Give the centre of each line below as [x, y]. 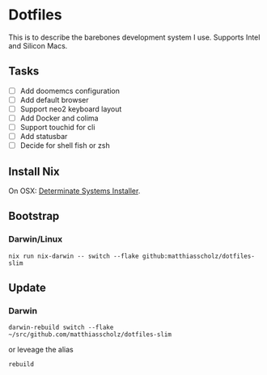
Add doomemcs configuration [70, 91]
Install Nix [34, 171]
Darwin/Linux [36, 239]
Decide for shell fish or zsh [65, 145]
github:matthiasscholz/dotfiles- [198, 256]
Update [28, 288]
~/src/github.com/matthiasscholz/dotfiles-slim [90, 335]
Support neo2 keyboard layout [71, 109]
